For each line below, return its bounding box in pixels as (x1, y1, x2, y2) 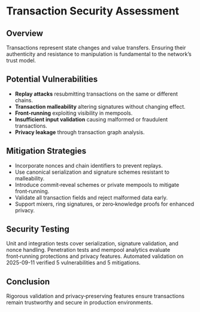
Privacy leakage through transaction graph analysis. (14, 128, 145, 136)
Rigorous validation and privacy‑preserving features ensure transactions (6, 293, 184, 300)
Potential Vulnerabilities (6, 74, 98, 85)
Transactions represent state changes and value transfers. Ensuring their (6, 44, 186, 51)
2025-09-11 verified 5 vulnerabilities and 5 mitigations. (6, 259, 141, 266)
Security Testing (6, 224, 70, 234)
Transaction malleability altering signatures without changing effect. (14, 103, 186, 110)
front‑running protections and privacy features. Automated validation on (6, 252, 184, 260)
